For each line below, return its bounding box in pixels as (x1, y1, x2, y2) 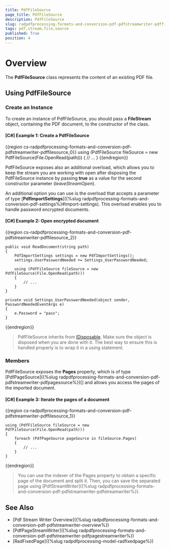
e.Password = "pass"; (14, 311, 60, 316)
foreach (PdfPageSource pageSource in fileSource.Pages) (14, 436, 137, 441)
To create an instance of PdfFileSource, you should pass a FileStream (5, 115, 151, 121)
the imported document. (5, 385, 56, 391)
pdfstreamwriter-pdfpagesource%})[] (5, 379, 84, 386)
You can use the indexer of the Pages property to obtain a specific (17, 473, 156, 479)
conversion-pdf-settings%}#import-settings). (5, 201, 100, 207)
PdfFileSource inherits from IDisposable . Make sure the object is (17, 333, 152, 340)
